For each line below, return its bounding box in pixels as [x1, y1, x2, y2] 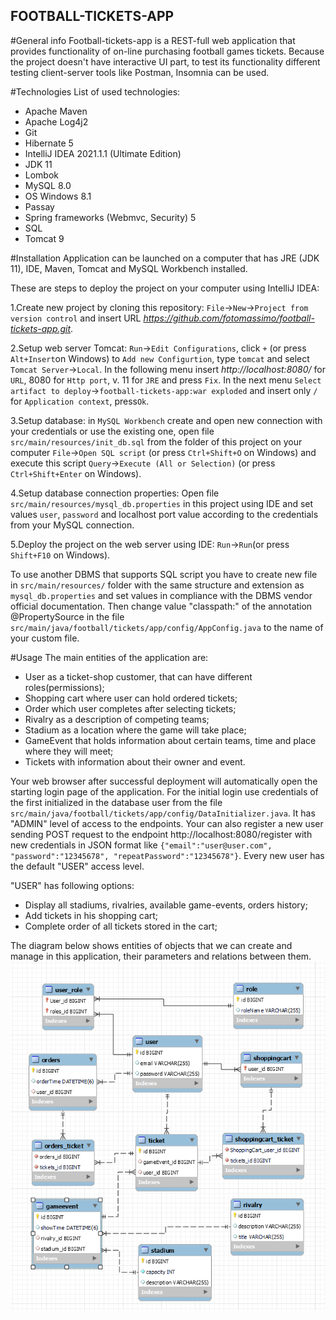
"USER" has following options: [10, 879, 135, 891]
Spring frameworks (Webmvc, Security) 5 [24, 211, 197, 223]
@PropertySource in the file [10, 610, 125, 623]
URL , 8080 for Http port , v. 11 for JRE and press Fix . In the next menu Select [10, 374, 322, 386]
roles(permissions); [24, 681, 105, 693]
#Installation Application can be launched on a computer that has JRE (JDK [10, 252, 320, 264]
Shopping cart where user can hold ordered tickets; [24, 692, 238, 704]
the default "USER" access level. [10, 860, 145, 872]
